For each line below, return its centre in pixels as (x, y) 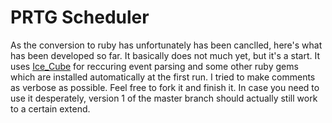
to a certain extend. (50, 108)
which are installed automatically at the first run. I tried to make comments (163, 77)
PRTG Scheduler (80, 17)
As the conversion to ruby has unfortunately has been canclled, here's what (166, 45)
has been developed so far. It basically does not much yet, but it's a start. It (165, 55)
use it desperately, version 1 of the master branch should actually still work (164, 98)
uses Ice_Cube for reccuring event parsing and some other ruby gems (154, 66)
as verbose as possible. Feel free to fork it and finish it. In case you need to (165, 87)
